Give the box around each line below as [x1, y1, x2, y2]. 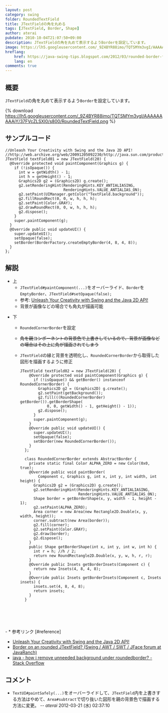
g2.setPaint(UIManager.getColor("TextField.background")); [18, 191, 144, 196]
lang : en [14, 59, 32, 64]
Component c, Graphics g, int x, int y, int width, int [37, 474, 157, 479]
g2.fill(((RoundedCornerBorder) [37, 395, 105, 400]
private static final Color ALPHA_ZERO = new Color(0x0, [29, 461, 150, 466]
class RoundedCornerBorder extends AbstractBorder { [24, 456, 136, 461]
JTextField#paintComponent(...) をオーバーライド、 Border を [19, 284, 144, 290]
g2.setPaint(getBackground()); [37, 390, 103, 395]
